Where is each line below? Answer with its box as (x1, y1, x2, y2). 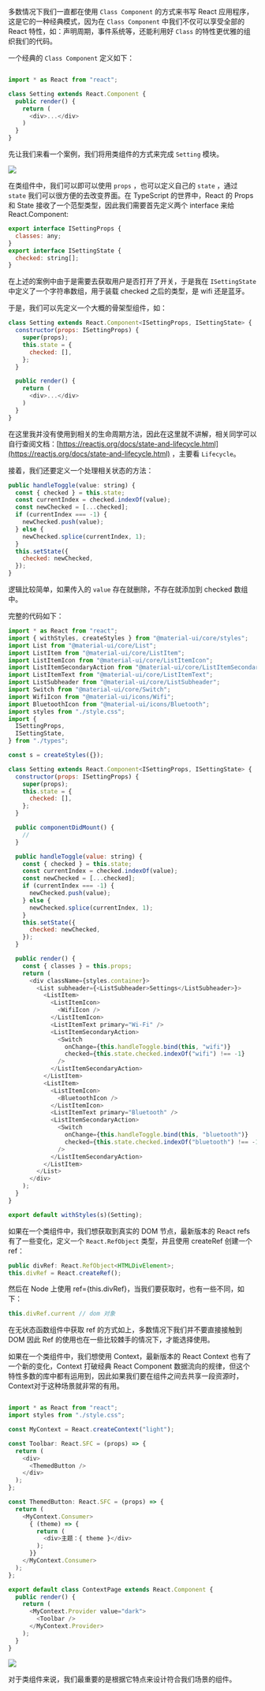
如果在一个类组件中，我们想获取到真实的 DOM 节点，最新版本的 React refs (8, 1226, 251, 1236)
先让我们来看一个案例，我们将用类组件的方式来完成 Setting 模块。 (8, 149, 223, 159)
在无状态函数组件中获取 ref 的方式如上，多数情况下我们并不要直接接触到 (8, 1325, 243, 1335)
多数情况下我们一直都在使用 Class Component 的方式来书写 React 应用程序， (8, 7, 254, 16)
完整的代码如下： (8, 611, 64, 621)
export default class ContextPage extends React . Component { (8, 1585, 214, 1593)
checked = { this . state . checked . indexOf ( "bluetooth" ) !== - (64, 1138, 256, 1146)
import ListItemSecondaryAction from (8, 663, 132, 672)
